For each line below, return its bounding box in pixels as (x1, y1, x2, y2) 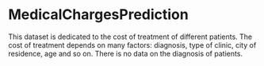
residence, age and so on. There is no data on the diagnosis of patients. (8, 49, 243, 58)
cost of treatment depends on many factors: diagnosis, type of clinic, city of (8, 40, 257, 49)
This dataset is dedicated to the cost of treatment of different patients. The (8, 32, 252, 41)
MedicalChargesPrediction (8, 6, 189, 24)
